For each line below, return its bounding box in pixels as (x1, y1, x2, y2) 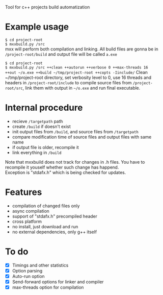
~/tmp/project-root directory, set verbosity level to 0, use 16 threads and (5, 74, 152, 80)
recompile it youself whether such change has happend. (5, 164, 119, 170)
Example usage (5, 22, 69, 32)
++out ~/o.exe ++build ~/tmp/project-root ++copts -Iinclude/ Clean (5, 69, 148, 75)
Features (5, 187, 42, 198)
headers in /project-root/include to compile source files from (5, 79, 132, 85)
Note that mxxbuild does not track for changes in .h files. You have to (5, 159, 145, 165)
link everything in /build (12, 149, 62, 155)
